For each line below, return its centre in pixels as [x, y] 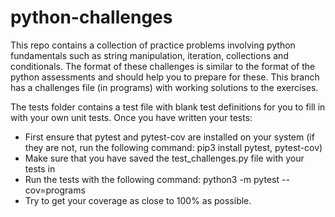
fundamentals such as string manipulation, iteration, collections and [149, 55]
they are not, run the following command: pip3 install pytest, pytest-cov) [173, 147]
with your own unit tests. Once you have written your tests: [131, 117]
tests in [40, 168]
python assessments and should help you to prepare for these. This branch [165, 77]
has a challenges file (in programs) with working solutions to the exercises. [164, 87]
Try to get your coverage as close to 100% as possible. [138, 200]
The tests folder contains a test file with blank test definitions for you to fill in [168, 107]
